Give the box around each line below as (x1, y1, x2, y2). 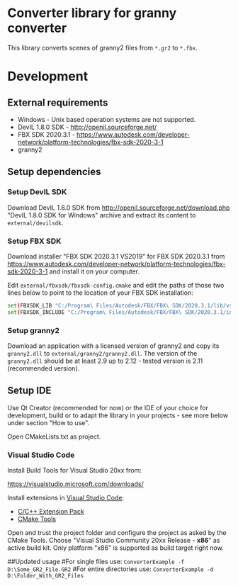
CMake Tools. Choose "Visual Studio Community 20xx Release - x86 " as (7, 536, 220, 545)
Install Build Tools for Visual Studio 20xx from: (7, 466, 142, 475)
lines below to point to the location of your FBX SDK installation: (7, 288, 193, 297)
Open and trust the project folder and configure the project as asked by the (7, 529, 227, 537)
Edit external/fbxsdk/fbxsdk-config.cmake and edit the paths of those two (7, 281, 225, 289)
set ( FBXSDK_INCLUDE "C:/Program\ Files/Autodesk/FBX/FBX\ (7, 308, 182, 316)
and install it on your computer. (49, 267, 140, 276)
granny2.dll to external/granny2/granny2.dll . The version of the (7, 349, 198, 357)
